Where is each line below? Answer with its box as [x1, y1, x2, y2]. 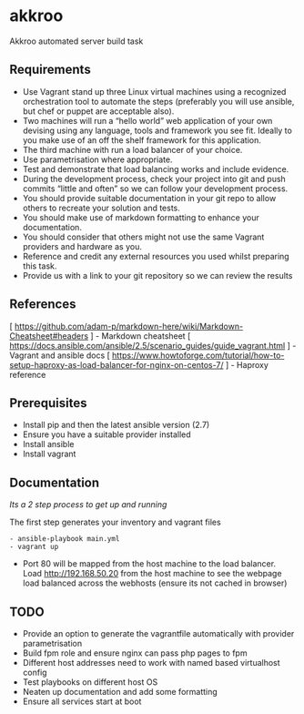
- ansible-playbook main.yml [9, 535, 120, 544]
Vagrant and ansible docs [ [9, 350, 111, 361]
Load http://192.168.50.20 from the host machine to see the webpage [22, 568, 282, 579]
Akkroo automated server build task [9, 36, 144, 46]
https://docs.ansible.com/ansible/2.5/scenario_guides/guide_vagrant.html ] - [9, 340, 297, 351]
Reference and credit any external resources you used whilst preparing [22, 250, 289, 261]
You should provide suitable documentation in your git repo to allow [22, 192, 277, 203]
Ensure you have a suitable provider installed [22, 429, 191, 440]
